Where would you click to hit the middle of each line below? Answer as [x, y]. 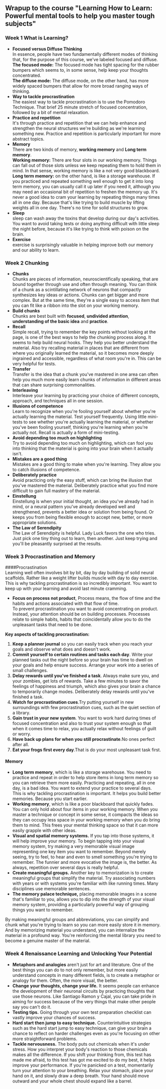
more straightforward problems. [45, 1039]
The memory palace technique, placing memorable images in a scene [84, 894]
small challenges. [30, 671]
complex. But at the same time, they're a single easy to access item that [86, 300]
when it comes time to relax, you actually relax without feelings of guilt [84, 729]
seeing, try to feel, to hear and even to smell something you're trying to [85, 857]
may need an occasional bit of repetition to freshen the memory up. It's [85, 192]
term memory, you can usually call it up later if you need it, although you [86, 186]
